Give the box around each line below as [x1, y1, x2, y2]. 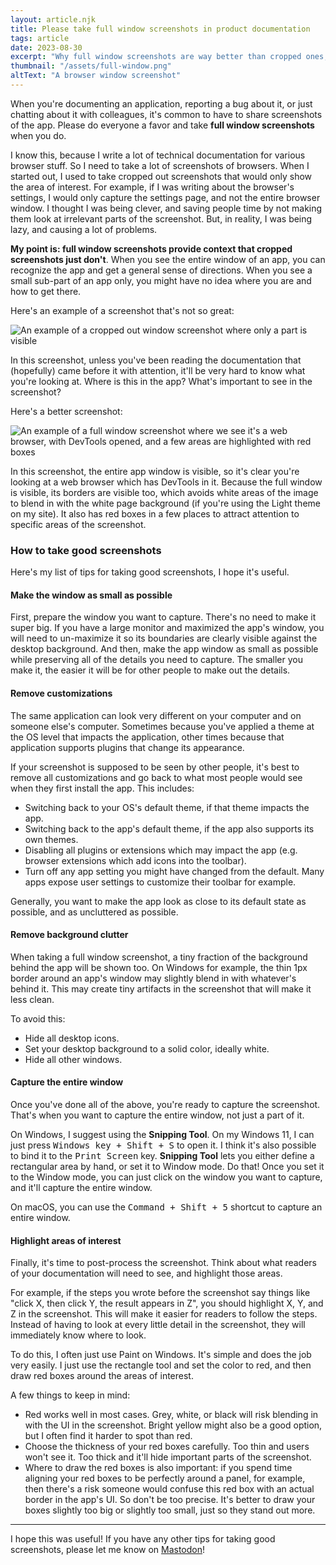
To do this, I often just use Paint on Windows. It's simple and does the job [10, 1349, 312, 1361]
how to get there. [10, 285, 82, 297]
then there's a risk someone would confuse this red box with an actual [24, 1483, 315, 1495]
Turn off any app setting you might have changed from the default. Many [24, 865, 325, 877]
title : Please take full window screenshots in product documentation [10, 24, 311, 34]
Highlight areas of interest [10, 1234, 122, 1246]
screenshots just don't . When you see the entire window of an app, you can [10, 253, 326, 265]
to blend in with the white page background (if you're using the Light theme [10, 497, 321, 509]
